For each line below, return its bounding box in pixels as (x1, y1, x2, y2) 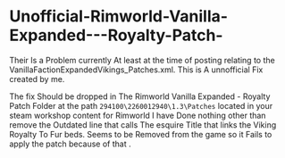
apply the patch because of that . (9, 138, 131, 149)
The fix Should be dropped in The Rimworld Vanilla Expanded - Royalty (9, 91, 271, 102)
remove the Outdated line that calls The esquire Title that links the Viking (9, 119, 277, 130)
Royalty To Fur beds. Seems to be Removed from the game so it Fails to (9, 129, 272, 139)
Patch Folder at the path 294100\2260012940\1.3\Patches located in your (9, 100, 273, 111)
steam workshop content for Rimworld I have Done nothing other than (9, 110, 266, 121)
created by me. (9, 73, 65, 84)
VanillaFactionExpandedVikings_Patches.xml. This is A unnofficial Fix (9, 64, 264, 75)
